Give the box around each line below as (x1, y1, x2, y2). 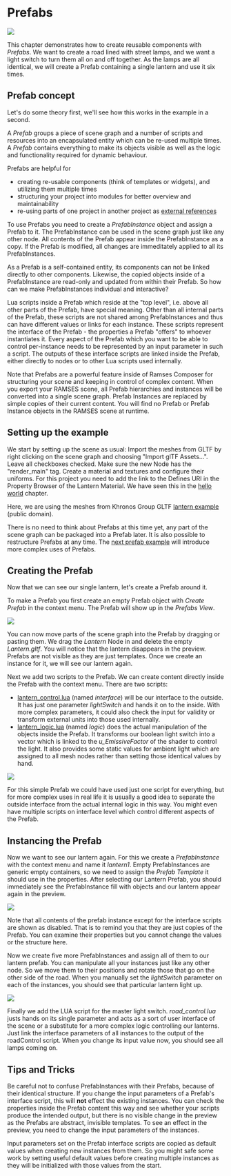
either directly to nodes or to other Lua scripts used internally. (7, 356, 183, 365)
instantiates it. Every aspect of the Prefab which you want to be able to (7, 334, 208, 343)
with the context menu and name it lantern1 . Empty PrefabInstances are (7, 860, 210, 869)
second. (7, 115, 30, 123)
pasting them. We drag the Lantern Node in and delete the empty (7, 638, 192, 646)
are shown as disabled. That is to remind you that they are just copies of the (7, 924, 223, 932)
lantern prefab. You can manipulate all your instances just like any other (7, 959, 210, 967)
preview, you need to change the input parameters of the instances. (7, 1126, 200, 1134)
